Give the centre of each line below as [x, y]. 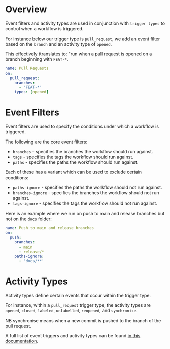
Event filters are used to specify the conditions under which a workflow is [82, 127]
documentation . [22, 341]
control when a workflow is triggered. [44, 28]
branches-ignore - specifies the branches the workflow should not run [86, 193]
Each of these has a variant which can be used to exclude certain [74, 172]
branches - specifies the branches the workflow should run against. [83, 152]
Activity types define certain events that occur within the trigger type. [78, 296]
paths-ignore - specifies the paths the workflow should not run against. [87, 187]
